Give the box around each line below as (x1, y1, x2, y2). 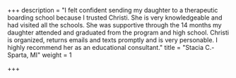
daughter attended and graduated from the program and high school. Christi (7, 28, 230, 37)
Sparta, (7, 51, 29, 59)
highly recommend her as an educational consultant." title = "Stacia (7, 44, 203, 51)
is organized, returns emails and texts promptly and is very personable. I (7, 36, 218, 44)
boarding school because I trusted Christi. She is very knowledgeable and (7, 13, 223, 22)
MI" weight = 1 (30, 51, 72, 59)
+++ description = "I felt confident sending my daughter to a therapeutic (7, 6, 218, 14)
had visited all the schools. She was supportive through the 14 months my (7, 21, 222, 29)
